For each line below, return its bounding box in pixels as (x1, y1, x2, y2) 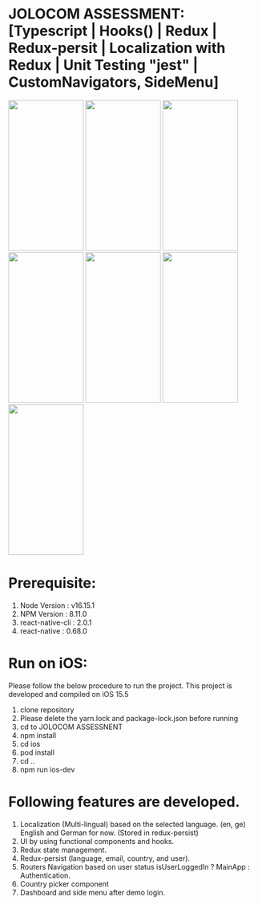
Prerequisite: (8, 574, 96, 593)
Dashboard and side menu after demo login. (19, 887, 166, 897)
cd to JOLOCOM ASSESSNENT (19, 722, 123, 732)
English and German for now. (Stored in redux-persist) (19, 828, 199, 838)
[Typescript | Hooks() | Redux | (8, 22, 218, 40)
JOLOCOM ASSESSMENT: (8, 5, 185, 23)
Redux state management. (19, 845, 107, 854)
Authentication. (19, 870, 71, 880)
